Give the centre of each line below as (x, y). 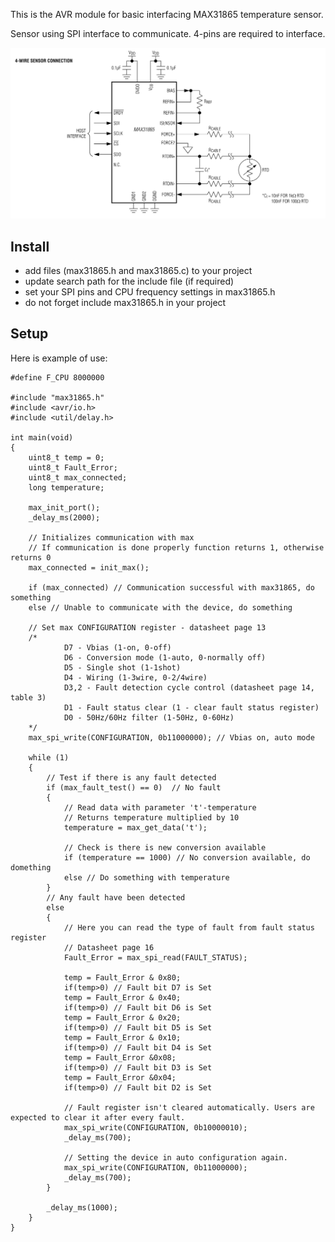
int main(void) (42, 437)
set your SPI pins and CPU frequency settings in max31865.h (150, 291)
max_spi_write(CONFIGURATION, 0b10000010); (155, 1127)
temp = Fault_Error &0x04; (120, 1077)
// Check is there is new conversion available (165, 847)
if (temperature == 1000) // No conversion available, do (187, 857)
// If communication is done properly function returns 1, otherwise (176, 547)
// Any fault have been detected (116, 897)
